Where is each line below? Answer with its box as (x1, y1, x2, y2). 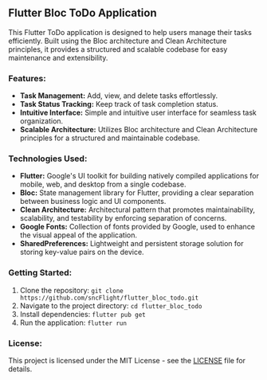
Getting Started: (8, 267, 73, 278)
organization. (19, 116, 64, 126)
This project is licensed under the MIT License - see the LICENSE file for (8, 356, 245, 365)
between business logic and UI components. (19, 197, 167, 206)
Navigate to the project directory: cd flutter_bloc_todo (19, 300, 202, 310)
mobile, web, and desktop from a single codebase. (19, 179, 187, 190)
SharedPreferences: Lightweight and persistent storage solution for (19, 239, 244, 249)
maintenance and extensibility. (8, 53, 108, 62)
